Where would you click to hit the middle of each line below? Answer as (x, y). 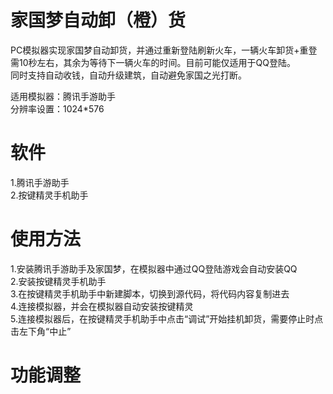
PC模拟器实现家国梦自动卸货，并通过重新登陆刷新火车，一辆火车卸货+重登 (164, 50)
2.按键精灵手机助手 (49, 195)
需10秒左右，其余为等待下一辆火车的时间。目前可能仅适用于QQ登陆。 (153, 62)
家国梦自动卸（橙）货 (98, 20)
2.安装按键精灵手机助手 (58, 281)
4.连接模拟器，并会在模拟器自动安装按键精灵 (102, 306)
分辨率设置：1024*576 (57, 108)
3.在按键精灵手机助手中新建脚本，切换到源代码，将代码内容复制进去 (150, 293)
